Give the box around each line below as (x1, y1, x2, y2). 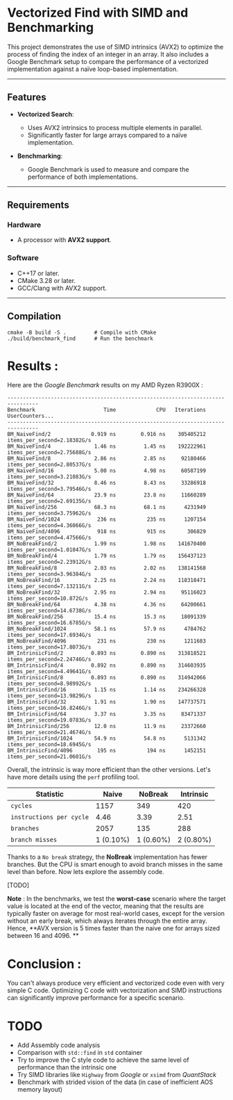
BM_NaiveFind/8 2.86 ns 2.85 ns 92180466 (7, 455, 207, 462)
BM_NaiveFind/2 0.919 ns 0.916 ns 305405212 (7, 431, 207, 438)
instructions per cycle (10, 814, 89, 821)
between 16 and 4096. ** (7, 932, 79, 940)
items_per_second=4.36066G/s (7, 522, 92, 529)
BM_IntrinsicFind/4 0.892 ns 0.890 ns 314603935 (7, 662, 207, 669)
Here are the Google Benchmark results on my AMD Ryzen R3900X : (7, 381, 203, 389)
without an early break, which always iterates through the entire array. (7, 916, 207, 925)
